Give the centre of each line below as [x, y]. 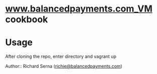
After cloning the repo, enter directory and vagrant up [61, 56]
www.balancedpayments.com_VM [79, 9]
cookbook [27, 19]
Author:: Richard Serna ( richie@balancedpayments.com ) [64, 66]
